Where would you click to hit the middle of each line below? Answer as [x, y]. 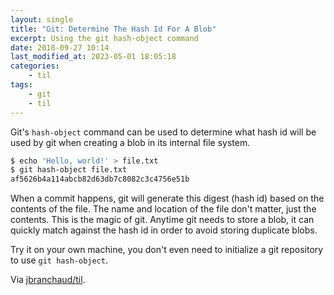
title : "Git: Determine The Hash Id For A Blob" [113, 29]
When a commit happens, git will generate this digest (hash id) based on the [167, 198]
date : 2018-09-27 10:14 [60, 47]
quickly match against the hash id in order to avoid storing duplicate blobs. [164, 230]
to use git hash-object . [59, 260]
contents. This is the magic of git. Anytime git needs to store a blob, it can [162, 220]
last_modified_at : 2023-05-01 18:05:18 [93, 57]
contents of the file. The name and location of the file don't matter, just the [163, 209]
